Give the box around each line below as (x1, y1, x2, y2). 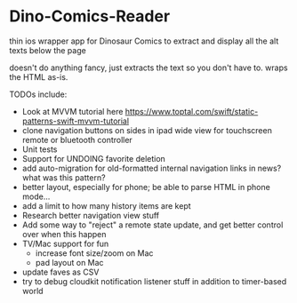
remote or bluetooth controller (21, 134, 133, 145)
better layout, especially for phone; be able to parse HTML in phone (21, 181, 271, 192)
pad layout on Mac (35, 257, 104, 267)
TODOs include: (9, 89, 68, 100)
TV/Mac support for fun (21, 238, 109, 249)
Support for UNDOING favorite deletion (21, 153, 166, 163)
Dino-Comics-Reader (9, 6, 171, 27)
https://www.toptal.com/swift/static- (124, 106, 259, 116)
